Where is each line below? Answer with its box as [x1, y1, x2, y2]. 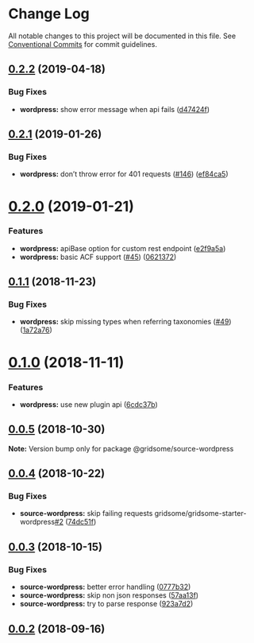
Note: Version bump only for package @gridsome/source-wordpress [8, 444, 234, 453]
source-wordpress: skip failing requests [19, 509, 153, 518]
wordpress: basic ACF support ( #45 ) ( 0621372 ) [19, 252, 177, 261]
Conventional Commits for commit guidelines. [8, 39, 157, 48]
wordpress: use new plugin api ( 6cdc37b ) [19, 399, 159, 409]
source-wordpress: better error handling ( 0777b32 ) [19, 582, 191, 592]
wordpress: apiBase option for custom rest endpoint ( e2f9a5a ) [19, 243, 226, 253]
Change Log [8, 5, 90, 23]
